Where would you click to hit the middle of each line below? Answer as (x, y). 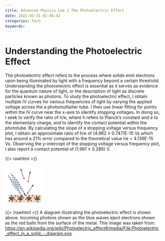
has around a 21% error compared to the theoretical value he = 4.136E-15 (79, 139)
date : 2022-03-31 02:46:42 (33, 16)
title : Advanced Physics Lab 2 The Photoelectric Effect (65, 10)
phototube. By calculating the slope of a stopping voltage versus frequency (82, 128)
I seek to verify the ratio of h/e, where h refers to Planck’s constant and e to (82, 118)
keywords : (15, 26)
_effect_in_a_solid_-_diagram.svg (38, 234)
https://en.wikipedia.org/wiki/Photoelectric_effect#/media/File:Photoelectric (82, 228)
